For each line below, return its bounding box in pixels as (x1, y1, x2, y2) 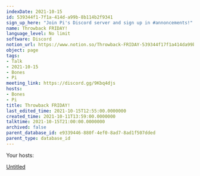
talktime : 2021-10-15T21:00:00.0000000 (6, 119, 105, 125)
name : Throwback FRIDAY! (6, 25, 68, 31)
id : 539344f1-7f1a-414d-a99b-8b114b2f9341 (6, 14, 113, 20)
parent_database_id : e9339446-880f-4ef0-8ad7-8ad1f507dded (6, 130, 156, 136)
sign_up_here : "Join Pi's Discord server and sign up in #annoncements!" (6, 20, 193, 25)
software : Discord (6, 36, 52, 42)
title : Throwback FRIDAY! (6, 102, 70, 108)
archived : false (6, 124, 46, 130)
